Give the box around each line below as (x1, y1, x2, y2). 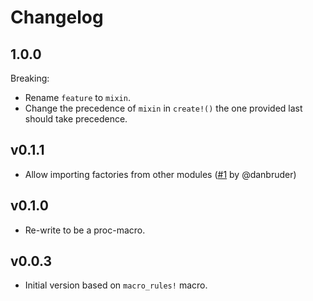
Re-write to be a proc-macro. (24, 224, 146, 236)
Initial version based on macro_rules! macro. (24, 279, 208, 291)
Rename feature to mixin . (24, 92, 131, 103)
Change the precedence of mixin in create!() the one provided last (24, 102, 303, 114)
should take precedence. (24, 113, 128, 125)
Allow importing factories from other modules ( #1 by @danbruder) (24, 168, 297, 180)
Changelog (10, 6, 104, 29)
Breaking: (10, 72, 50, 84)
